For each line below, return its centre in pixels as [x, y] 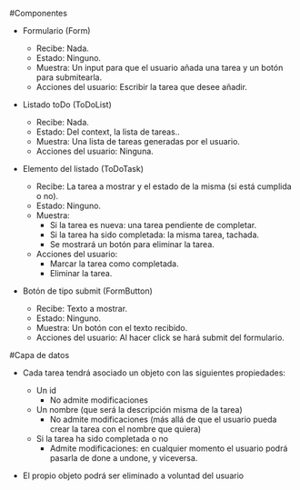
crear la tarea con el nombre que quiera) [125, 429]
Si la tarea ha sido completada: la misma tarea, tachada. [155, 235]
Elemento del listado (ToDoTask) [83, 169]
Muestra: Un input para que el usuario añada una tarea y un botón [160, 68]
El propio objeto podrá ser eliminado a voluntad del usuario [133, 475]
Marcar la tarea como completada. [114, 264]
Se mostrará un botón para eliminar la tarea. [132, 244]
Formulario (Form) [56, 30]
